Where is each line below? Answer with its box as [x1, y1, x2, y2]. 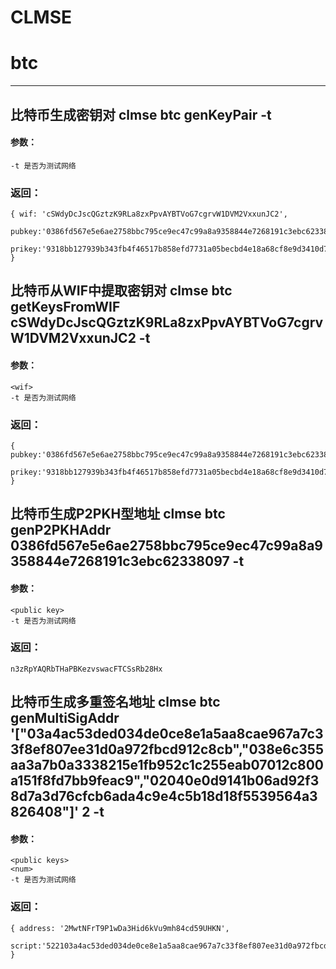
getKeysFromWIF [10, 299, 121, 316]
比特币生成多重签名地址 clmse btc [10, 694, 221, 711]
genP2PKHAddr [10, 522, 112, 539]
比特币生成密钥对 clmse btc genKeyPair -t [10, 106, 272, 123]
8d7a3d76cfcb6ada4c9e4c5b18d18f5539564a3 [10, 788, 318, 805]
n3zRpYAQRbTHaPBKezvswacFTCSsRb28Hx [10, 664, 163, 674]
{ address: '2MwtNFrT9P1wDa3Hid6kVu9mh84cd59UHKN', [10, 923, 230, 933]
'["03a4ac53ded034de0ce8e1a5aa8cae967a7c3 [10, 726, 324, 743]
